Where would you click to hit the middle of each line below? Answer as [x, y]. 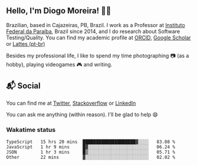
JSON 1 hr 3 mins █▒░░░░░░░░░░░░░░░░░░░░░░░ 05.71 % [91, 152]
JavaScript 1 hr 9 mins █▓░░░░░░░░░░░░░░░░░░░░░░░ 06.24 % [91, 147]
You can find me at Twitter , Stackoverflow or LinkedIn [71, 103]
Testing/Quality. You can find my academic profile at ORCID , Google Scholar [98, 37]
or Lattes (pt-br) [26, 44]
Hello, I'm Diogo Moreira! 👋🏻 [59, 11]
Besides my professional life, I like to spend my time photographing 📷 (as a [98, 55]
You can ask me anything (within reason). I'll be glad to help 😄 [82, 114]
